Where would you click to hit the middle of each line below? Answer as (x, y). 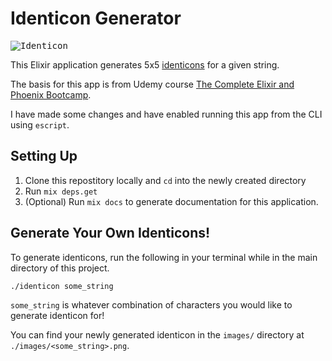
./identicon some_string (62, 286)
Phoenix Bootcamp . (51, 94)
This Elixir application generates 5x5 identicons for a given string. (145, 64)
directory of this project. (60, 268)
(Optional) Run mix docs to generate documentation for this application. (171, 201)
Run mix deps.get (61, 191)
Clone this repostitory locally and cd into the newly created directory (165, 180)
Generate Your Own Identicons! (110, 233)
